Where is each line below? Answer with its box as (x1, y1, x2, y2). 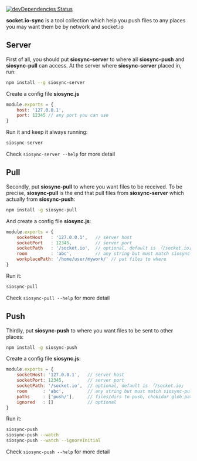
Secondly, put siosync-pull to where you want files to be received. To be (6, 183, 183, 190)
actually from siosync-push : (6, 196, 76, 203)
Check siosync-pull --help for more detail (6, 294, 110, 301)
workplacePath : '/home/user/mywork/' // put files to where (16, 256, 167, 263)
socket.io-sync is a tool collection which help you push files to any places (6, 17, 186, 23)
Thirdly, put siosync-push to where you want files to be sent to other (6, 327, 174, 334)
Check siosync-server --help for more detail (6, 150, 116, 158)
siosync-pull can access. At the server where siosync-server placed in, (6, 62, 182, 69)
